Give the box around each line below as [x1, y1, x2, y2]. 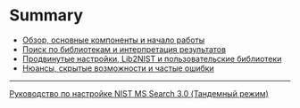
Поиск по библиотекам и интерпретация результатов [21, 43, 226, 54]
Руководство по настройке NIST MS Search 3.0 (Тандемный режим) [9, 88, 270, 98]
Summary [9, 5, 83, 26]
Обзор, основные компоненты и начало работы [21, 35, 205, 45]
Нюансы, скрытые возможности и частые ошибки [21, 63, 214, 73]
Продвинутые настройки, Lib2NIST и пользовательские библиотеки [21, 53, 282, 64]
